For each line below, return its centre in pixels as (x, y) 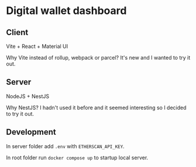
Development (31, 132)
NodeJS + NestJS (28, 96)
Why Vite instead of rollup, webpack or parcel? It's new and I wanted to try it (98, 58)
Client (17, 32)
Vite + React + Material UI (37, 46)
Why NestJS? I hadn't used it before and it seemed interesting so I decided (96, 107)
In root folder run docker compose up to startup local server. (77, 157)
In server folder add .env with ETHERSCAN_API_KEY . (65, 146)
